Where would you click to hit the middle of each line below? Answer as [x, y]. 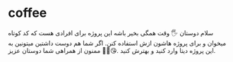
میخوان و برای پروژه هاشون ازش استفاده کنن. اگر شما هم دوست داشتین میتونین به [117, 43]
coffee [28, 13]
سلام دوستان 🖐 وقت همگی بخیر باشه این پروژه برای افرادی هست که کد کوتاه [111, 32]
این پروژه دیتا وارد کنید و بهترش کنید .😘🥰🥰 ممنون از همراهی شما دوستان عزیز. [112, 50]
